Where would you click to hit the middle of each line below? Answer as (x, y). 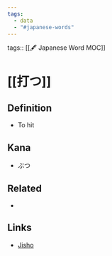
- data (23, 21)
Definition (29, 108)
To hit (26, 125)
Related (25, 188)
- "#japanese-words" (44, 27)
